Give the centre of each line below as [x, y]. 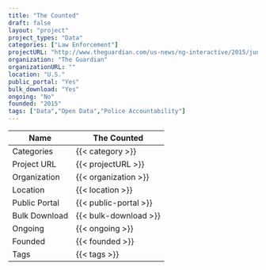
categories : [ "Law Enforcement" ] [63, 45]
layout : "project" [38, 30]
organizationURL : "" [42, 67]
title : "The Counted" [44, 15]
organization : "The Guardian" [58, 60]
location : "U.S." [37, 74]
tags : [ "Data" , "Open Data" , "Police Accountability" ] [97, 112]
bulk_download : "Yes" [44, 89]
